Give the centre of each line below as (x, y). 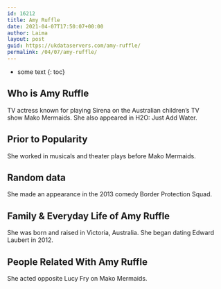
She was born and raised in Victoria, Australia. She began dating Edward (111, 233)
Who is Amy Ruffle (48, 94)
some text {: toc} (41, 72)
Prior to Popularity (47, 139)
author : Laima (28, 33)
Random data (36, 177)
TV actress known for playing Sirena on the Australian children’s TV (103, 110)
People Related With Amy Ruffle (77, 262)
